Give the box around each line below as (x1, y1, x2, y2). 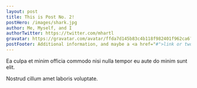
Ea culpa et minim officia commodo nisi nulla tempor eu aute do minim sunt (6, 57, 188, 65)
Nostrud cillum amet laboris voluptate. (6, 75, 98, 82)
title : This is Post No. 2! (6, 14, 75, 20)
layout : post (6, 8, 38, 15)
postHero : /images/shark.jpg (6, 19, 77, 25)
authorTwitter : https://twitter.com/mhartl (6, 31, 114, 36)
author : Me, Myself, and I (6, 25, 72, 31)
